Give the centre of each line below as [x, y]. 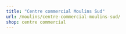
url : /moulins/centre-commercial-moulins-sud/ [63, 17]
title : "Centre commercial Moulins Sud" [56, 11]
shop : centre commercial [36, 22]
